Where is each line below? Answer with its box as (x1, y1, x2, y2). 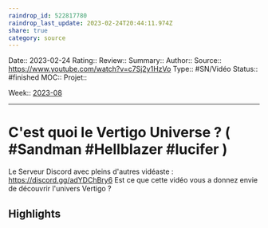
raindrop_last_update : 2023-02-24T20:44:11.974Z (8, 19, 173, 27)
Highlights (8, 206, 61, 220)
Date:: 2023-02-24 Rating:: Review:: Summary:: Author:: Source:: (8, 56, 222, 65)
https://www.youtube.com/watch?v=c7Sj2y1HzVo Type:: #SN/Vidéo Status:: (8, 65, 258, 74)
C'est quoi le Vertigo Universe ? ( (8, 124, 231, 142)
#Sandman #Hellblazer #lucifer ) (8, 140, 228, 159)
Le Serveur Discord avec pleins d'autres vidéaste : (8, 167, 174, 176)
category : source (8, 33, 66, 42)
